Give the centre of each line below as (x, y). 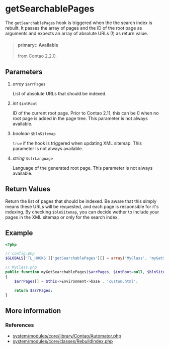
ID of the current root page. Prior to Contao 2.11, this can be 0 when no (86, 113)
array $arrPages (29, 84)
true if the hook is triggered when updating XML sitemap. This (77, 143)
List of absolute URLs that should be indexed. (59, 93)
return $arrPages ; (33, 290)
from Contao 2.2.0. (37, 56)
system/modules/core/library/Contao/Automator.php (67, 336)
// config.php (20, 254)
